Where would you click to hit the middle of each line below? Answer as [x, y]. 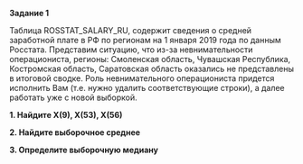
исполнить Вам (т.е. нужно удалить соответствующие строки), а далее [147, 88]
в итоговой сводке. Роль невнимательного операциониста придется [142, 78]
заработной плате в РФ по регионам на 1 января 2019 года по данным [146, 40]
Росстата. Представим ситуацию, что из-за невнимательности [131, 50]
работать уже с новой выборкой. [73, 97]
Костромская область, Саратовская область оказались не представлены [151, 68]
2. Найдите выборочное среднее [75, 132]
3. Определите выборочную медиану [84, 150]
